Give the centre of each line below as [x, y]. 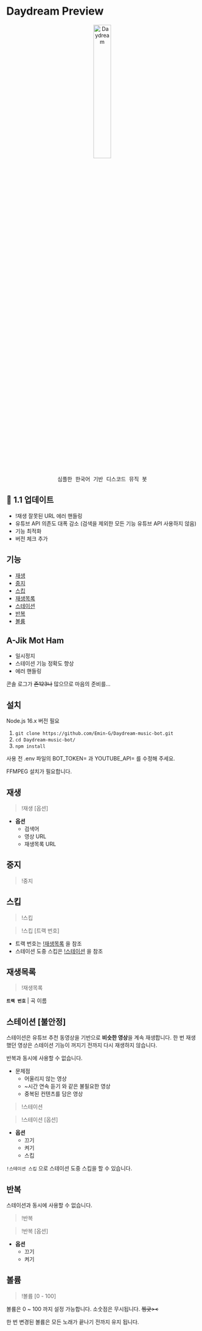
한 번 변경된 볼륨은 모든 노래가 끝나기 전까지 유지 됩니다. [73, 1322]
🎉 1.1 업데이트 [30, 500]
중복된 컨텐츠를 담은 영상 [54, 1094]
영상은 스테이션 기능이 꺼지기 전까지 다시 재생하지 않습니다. [87, 1045]
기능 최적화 [28, 531]
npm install [30, 746]
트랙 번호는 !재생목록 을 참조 [48, 944]
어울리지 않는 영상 [45, 1079]
